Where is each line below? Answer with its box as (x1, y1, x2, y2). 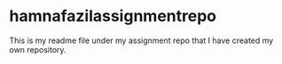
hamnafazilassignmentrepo (9, 6, 217, 26)
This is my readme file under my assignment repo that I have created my (9, 35, 274, 46)
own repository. (9, 44, 67, 54)
